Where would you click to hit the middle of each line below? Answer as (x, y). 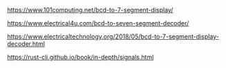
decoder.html (26, 44)
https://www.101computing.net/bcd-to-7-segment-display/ (90, 10)
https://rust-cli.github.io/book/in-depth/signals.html (81, 57)
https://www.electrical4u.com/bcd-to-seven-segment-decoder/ (98, 23)
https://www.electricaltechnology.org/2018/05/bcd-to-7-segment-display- (113, 36)
